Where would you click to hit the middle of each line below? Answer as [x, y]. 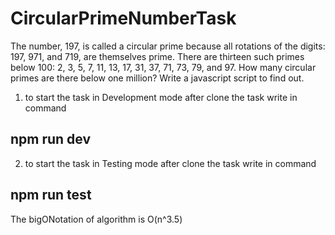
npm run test [51, 195]
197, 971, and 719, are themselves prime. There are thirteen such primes [157, 56]
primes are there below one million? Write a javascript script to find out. [157, 78]
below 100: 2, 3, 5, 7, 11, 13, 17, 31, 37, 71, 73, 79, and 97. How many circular [163, 67]
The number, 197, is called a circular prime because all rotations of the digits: [168, 46]
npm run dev [51, 139]
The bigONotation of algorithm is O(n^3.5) [96, 219]
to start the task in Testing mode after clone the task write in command [170, 163]
